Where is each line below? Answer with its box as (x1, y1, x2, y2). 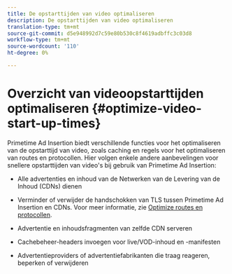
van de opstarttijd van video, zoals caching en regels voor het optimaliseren (7, 146, 226, 154)
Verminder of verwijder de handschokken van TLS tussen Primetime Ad (17, 196, 224, 204)
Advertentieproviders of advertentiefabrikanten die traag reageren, (17, 251, 210, 259)
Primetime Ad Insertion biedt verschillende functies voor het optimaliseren (7, 138, 222, 147)
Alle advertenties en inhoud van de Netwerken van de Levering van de (17, 174, 220, 183)
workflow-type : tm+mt (7, 36, 71, 43)
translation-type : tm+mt (7, 23, 80, 30)
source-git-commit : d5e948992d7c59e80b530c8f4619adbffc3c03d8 (7, 29, 192, 37)
